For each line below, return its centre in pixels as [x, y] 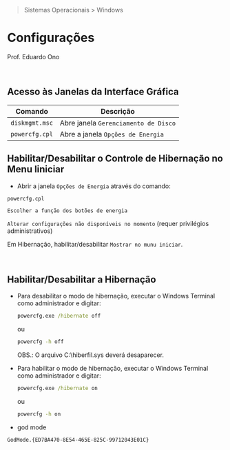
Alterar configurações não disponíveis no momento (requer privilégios [108, 224]
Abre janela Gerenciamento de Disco [118, 123]
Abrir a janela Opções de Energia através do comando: [94, 186]
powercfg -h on [39, 414]
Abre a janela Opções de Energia [112, 134]
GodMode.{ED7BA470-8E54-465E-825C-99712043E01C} [78, 440]
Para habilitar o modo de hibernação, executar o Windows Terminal [113, 368]
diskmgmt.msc [32, 123]
